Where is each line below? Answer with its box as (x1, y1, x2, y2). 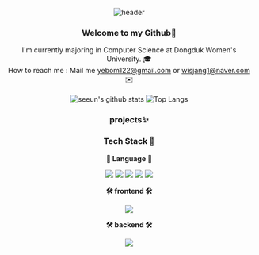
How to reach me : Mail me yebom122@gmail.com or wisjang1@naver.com (7, 66, 251, 75)
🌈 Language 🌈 (105, 153, 153, 163)
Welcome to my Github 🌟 (82, 27, 177, 38)
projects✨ (109, 114, 149, 126)
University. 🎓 (106, 54, 152, 64)
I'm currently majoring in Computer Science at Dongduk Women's (21, 45, 237, 55)
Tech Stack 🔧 (103, 136, 155, 147)
